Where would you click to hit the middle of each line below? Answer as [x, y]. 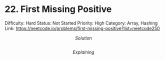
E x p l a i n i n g [83, 52]
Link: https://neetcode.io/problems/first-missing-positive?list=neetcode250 [82, 28]
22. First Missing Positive [58, 9]
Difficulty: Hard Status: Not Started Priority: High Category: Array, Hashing [81, 23]
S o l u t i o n [83, 38]
